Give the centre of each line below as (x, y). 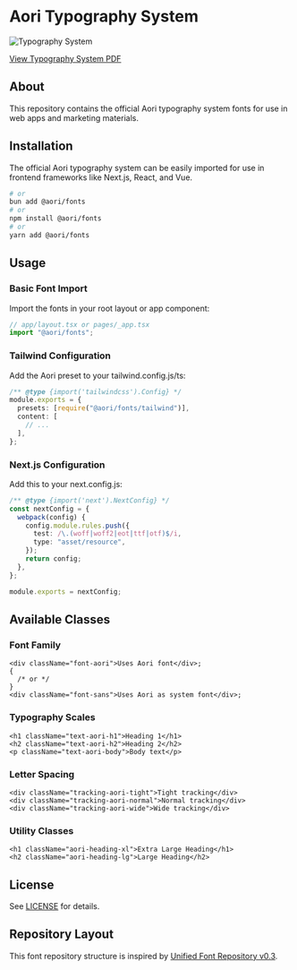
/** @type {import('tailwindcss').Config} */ (95, 391)
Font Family (35, 645)
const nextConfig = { (50, 509)
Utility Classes (42, 830)
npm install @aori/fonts (55, 219)
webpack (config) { (52, 517)
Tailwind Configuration (60, 356)
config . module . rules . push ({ (77, 526)
